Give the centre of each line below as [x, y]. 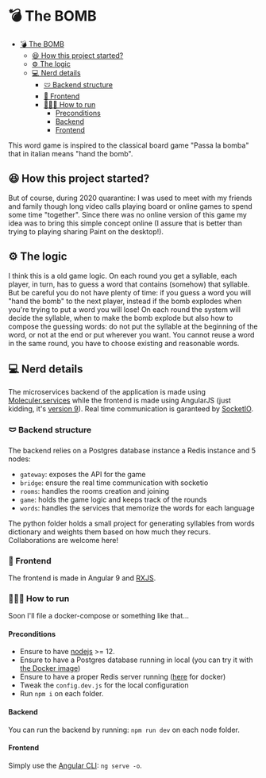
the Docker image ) [50, 668]
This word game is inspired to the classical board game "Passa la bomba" [129, 145]
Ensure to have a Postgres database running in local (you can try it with [136, 660]
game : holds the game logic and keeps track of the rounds [113, 499]
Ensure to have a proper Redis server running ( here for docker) [123, 677]
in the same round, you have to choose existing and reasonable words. [124, 343]
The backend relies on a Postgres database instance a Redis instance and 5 [132, 450]
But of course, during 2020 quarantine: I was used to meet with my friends [130, 198]
